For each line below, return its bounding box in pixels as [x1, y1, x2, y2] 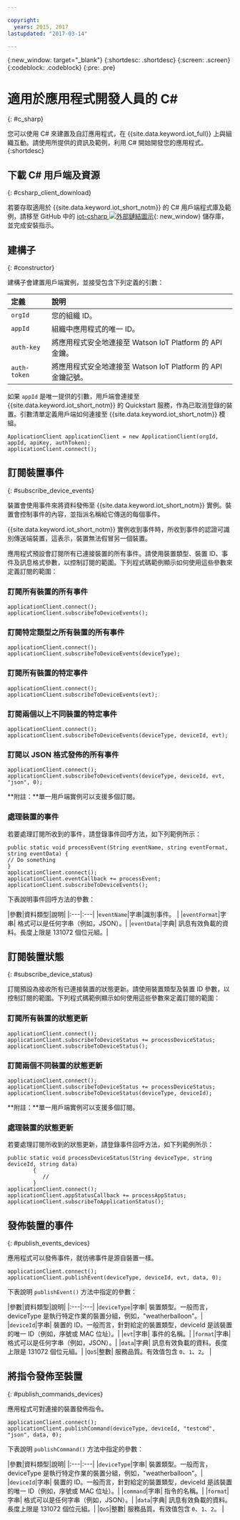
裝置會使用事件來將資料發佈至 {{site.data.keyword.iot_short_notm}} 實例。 [7, 501, 226, 510]
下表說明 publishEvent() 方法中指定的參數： [7, 1288, 138, 1296]
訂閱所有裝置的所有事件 [7, 587, 88, 597]
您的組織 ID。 [51, 310, 96, 320]
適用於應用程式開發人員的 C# [7, 91, 179, 107]
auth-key [11, 343, 41, 351]
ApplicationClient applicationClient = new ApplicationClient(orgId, [7, 433, 219, 440]
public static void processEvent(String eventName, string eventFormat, [7, 844, 229, 851]
